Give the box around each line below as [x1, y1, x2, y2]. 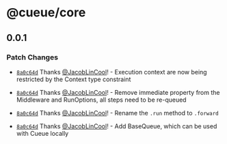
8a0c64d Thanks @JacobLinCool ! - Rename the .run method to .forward [16, 109, 219, 117]
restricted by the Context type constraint [16, 75, 131, 83]
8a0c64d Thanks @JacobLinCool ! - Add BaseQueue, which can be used [16, 121, 217, 130]
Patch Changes [6, 53, 59, 62]
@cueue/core [6, 5, 86, 20]
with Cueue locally [16, 129, 69, 137]
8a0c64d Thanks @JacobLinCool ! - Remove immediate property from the [16, 88, 220, 96]
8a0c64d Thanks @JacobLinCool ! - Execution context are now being [16, 68, 207, 76]
